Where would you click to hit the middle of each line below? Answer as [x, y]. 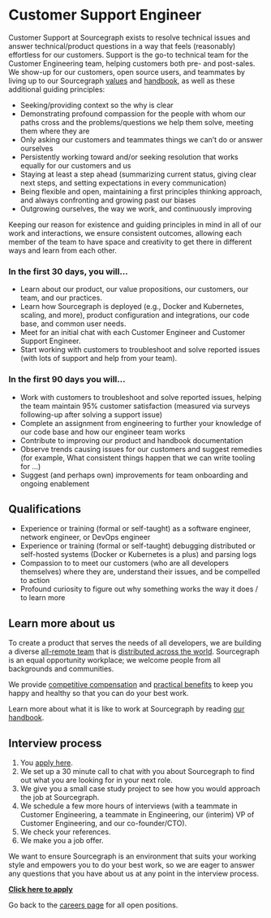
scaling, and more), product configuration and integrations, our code [135, 315]
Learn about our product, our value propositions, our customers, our [134, 289]
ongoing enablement [55, 483]
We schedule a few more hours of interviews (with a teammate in [129, 806]
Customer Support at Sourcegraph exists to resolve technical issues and [129, 37]
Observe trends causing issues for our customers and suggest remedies [141, 449]
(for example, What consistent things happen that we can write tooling [138, 458]
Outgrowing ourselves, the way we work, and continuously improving [136, 208]
